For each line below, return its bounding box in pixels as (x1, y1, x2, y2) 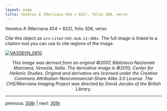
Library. (75, 86, 92, 92)
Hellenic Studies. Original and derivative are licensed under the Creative (9, 70, 158, 76)
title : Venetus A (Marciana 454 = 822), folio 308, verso (5, 12, 128, 17)
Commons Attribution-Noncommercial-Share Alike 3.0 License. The (14, 75, 153, 81)
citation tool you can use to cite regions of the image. (5, 40, 114, 46)
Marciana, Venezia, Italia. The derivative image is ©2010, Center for (13, 65, 154, 71)
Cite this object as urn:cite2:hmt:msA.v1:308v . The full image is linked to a (5, 35, 158, 41)
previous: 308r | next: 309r (5, 100, 61, 106)
